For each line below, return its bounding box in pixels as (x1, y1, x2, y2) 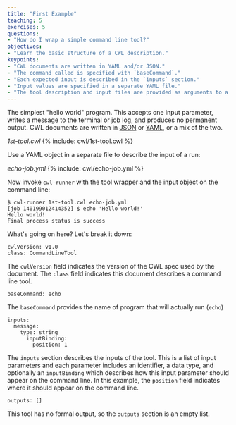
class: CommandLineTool (7, 250, 77, 257)
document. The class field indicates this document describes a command (7, 269, 221, 278)
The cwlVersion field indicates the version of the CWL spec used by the (7, 262, 215, 271)
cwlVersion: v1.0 (7, 244, 58, 251)
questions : (7, 30, 39, 37)
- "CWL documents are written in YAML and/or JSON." (7, 63, 166, 70)
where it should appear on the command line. (7, 383, 139, 392)
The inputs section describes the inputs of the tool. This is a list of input (7, 354, 216, 362)
